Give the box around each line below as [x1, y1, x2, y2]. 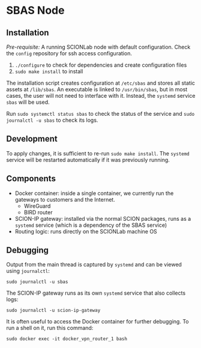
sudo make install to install [14, 68, 83, 75]
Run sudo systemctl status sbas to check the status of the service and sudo [6, 110, 195, 117]
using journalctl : [6, 268, 50, 275]
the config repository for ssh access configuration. [6, 50, 132, 57]
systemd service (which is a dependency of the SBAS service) [14, 221, 167, 229]
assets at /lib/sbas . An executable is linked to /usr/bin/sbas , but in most [6, 86, 188, 93]
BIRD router [23, 208, 53, 216]
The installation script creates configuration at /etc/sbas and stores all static [6, 79, 196, 86]
